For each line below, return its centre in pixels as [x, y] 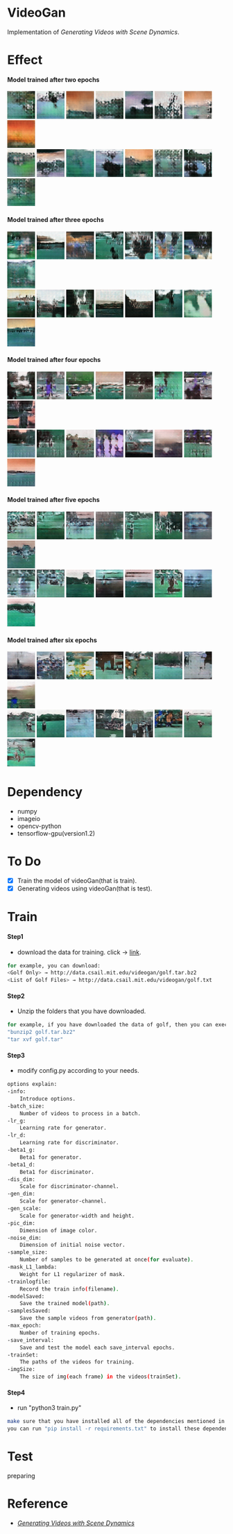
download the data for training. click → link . [79, 952]
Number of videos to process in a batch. [80, 1113]
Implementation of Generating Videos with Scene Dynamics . [94, 32]
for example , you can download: [54, 965]
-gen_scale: [24, 1209]
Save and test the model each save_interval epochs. [97, 1347]
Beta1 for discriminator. [57, 1172]
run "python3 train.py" [49, 1408]
